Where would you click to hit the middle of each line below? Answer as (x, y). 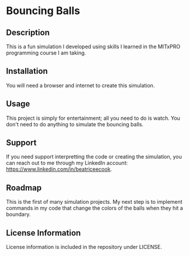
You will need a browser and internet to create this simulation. (80, 85)
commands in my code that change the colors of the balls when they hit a (94, 208)
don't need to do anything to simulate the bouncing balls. (75, 124)
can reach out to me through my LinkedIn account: (67, 163)
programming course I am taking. (46, 53)
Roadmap (24, 188)
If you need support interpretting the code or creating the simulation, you (94, 157)
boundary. (18, 214)
